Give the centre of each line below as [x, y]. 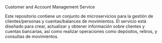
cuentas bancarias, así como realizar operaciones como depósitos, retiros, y [81, 31]
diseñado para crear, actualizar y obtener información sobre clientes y [75, 26]
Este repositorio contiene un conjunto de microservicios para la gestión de [79, 16]
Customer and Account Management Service [50, 7]
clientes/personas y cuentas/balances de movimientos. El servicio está [76, 21]
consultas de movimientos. [32, 36]
